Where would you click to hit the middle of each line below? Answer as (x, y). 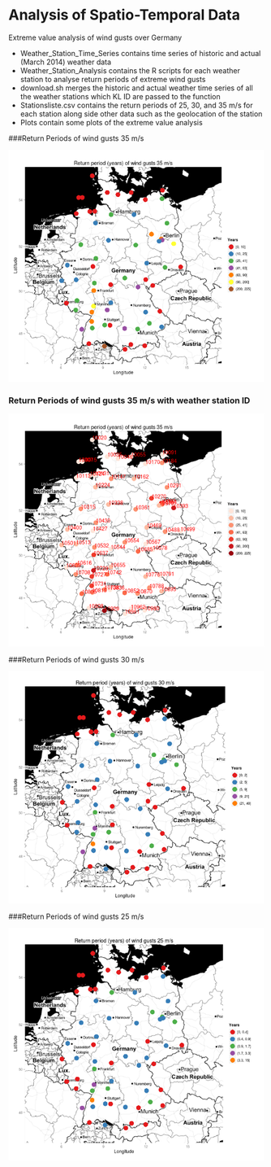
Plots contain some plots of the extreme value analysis (111, 122)
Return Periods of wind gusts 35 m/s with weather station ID (129, 400)
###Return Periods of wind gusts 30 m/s (76, 659)
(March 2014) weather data (66, 62)
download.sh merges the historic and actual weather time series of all (136, 88)
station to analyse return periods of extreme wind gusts (113, 79)
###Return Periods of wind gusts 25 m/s (76, 916)
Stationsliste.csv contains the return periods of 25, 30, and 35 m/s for (136, 105)
